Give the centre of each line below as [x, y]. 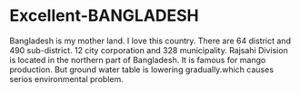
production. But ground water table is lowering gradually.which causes [142, 70]
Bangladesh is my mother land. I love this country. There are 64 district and [150, 41]
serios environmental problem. [67, 79]
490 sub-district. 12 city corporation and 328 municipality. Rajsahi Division [149, 50]
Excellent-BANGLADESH [105, 16]
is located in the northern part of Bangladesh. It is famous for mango [138, 60]
